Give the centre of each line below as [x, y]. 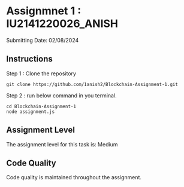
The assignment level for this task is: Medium [62, 144]
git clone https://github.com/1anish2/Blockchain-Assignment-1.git [92, 84]
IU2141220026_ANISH [62, 24]
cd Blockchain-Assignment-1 [41, 106]
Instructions [29, 59]
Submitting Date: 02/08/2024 [43, 40]
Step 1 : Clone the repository [41, 73]
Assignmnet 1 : [44, 11]
